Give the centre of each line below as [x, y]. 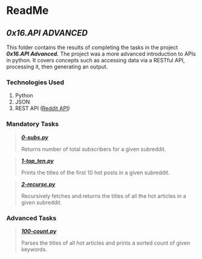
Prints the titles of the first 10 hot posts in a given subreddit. [95, 172]
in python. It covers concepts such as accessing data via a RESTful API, [96, 60]
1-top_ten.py [37, 160]
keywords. [34, 249]
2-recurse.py [38, 184]
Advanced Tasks [31, 218]
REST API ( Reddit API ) [43, 108]
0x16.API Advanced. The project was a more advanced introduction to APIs [101, 54]
